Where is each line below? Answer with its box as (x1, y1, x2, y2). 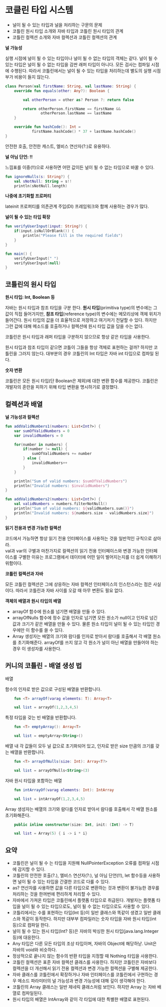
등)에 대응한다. (12, 935, 41, 941)
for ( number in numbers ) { (14, 442, 68, 447)
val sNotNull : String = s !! (14, 179, 72, 184)
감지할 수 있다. (17, 866, 46, 872)
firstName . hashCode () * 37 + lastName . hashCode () (31, 129, 136, 134)
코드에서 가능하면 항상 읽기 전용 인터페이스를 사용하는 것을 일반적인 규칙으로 (5, 535, 152, 541)
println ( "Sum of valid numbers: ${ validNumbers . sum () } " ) (14, 506, 134, 511)
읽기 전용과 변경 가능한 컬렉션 (5, 525, 61, 531)
